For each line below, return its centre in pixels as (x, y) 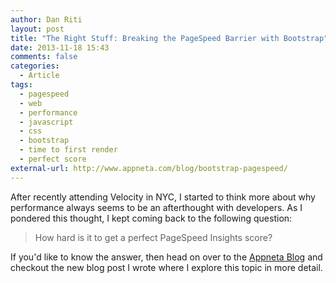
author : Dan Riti (46, 19)
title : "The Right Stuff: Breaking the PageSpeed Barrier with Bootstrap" (169, 38)
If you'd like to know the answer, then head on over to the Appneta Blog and (166, 257)
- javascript (46, 122)
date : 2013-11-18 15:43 (60, 47)
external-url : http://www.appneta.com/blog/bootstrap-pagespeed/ (149, 168)
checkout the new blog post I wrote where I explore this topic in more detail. (166, 267)
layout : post (37, 29)
